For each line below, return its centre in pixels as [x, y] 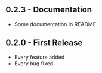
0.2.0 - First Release [44, 43]
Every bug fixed [34, 63]
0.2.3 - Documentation [49, 10]
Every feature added [39, 57]
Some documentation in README [55, 24]
